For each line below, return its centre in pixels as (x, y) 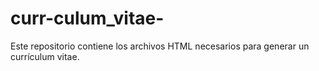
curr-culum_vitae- (87, 18)
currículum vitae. (45, 56)
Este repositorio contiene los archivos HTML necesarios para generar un (160, 46)
